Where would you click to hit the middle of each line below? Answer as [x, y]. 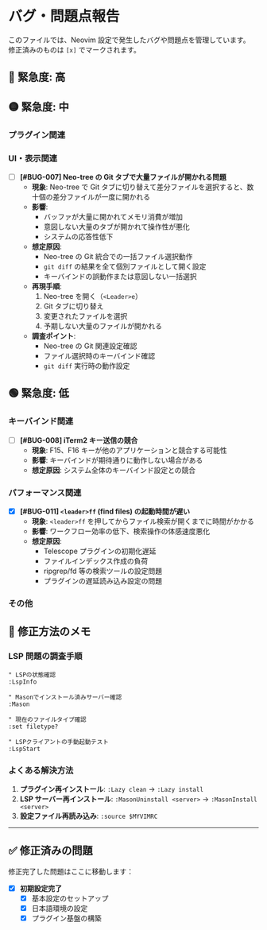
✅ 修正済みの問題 [50, 851]
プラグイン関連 [37, 134]
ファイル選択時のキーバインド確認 [99, 356]
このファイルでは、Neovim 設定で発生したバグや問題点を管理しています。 [129, 40]
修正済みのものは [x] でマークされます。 [74, 49]
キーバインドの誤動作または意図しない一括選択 [120, 276]
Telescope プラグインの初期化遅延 [100, 551]
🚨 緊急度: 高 [37, 77]
